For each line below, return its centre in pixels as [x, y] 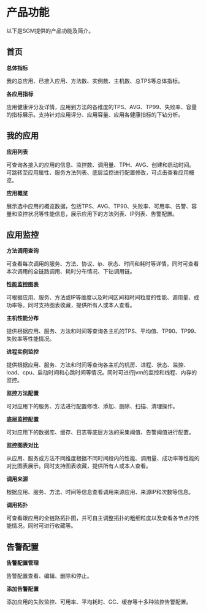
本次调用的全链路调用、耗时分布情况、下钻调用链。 [71, 271]
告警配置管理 [22, 563]
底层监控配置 [22, 419]
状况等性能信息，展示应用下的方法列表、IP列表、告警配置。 [102, 214]
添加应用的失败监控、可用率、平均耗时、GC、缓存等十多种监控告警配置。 [99, 602]
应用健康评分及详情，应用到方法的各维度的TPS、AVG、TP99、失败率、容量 [102, 107]
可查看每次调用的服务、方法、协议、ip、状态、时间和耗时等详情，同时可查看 [103, 264]
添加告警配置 [22, 589]
